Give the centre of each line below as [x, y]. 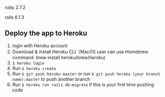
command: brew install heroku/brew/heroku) [59, 57]
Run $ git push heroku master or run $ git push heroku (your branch [86, 74]
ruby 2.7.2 [15, 7]
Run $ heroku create [34, 68]
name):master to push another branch [51, 79]
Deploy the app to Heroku [46, 33]
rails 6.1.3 [15, 17]
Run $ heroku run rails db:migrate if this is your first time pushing [83, 84]
